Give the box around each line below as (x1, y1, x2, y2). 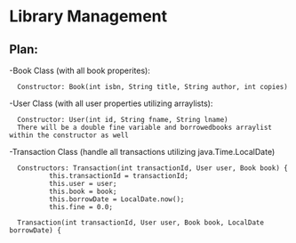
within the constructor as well (9, 131, 129, 140)
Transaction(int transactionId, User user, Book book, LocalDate (17, 218, 265, 227)
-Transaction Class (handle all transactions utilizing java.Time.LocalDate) (9, 147, 276, 157)
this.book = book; (48, 187, 117, 196)
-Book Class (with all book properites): (9, 65, 151, 76)
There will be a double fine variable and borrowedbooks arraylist (17, 123, 273, 132)
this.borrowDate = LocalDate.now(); (48, 195, 185, 204)
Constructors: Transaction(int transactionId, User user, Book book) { (17, 164, 289, 173)
